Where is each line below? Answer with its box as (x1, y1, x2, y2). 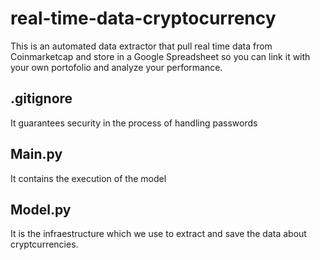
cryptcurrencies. (10, 238, 79, 251)
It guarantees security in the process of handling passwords (10, 117, 258, 129)
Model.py (10, 201, 72, 218)
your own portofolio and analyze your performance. (10, 61, 223, 73)
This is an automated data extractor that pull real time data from (10, 40, 273, 52)
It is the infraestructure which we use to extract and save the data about (10, 228, 307, 240)
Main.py (10, 146, 63, 163)
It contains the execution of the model (10, 172, 167, 184)
